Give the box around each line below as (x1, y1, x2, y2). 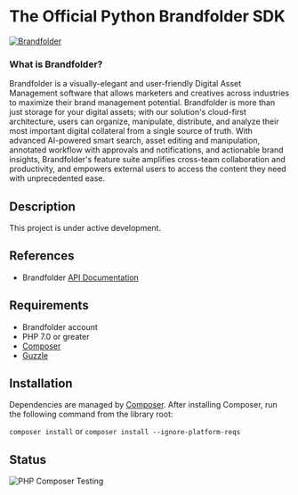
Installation (9, 376, 73, 392)
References (9, 248, 75, 264)
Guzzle (21, 350, 49, 360)
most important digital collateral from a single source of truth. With (9, 126, 254, 136)
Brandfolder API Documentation (21, 272, 140, 283)
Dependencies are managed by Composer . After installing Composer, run (9, 400, 278, 410)
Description (9, 199, 76, 214)
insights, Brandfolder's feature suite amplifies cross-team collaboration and (9, 154, 286, 165)
